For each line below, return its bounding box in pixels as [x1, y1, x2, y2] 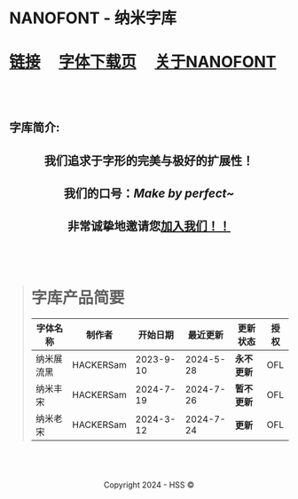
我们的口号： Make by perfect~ [63, 185, 235, 200]
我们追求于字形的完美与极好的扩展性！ [43, 152, 255, 168]
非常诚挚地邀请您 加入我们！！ [67, 219, 231, 234]
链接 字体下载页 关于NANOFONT [9, 52, 277, 72]
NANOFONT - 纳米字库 [9, 8, 177, 28]
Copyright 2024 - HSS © [103, 480, 195, 490]
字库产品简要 [30, 287, 125, 308]
